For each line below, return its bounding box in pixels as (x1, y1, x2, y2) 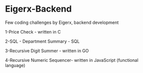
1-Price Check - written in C (5, 29, 61, 35)
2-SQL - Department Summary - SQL (5, 38, 80, 44)
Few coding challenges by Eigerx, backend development (5, 19, 119, 25)
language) (5, 62, 25, 68)
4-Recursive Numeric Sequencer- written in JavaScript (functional (5, 57, 139, 63)
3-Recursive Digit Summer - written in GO (5, 48, 89, 54)
